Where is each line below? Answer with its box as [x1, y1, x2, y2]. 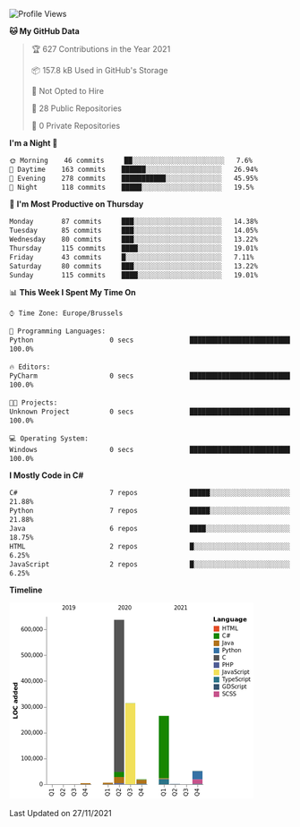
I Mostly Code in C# [9, 470, 84, 481]
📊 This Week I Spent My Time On [9, 287, 136, 297]
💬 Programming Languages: [9, 327, 106, 336]
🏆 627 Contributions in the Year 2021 [30, 44, 171, 54]
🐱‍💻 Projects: [9, 398, 58, 407]
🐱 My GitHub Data [9, 26, 81, 36]
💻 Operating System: [9, 434, 90, 443]
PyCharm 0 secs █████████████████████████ [9, 371, 291, 380]
